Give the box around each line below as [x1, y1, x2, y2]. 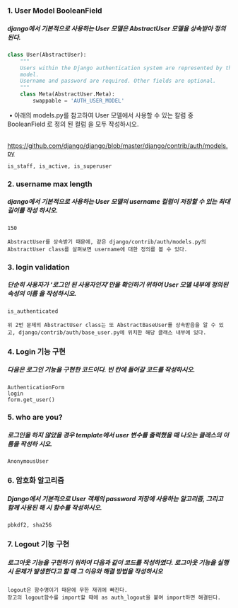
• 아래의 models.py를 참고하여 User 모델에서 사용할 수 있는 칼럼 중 [8, 110, 194, 119]
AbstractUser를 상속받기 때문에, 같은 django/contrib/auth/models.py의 [7, 238, 206, 246]
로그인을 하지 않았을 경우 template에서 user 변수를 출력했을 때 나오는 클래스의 [7, 431, 222, 440]
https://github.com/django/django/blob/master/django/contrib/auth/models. [7, 141, 228, 150]
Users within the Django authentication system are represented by [20, 64, 222, 71]
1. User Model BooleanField [7, 6, 102, 16]
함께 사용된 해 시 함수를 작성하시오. [7, 503, 102, 512]
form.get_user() [7, 396, 55, 403]
